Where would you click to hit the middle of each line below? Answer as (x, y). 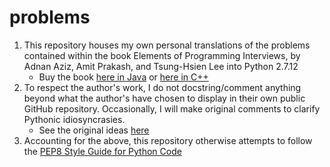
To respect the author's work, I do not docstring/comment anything (162, 87)
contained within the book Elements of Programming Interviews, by (162, 55)
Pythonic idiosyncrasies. (74, 119)
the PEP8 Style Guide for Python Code (102, 151)
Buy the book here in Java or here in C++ (123, 77)
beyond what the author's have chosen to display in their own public (164, 98)
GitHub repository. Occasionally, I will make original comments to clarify (172, 108)
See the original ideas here (94, 130)
